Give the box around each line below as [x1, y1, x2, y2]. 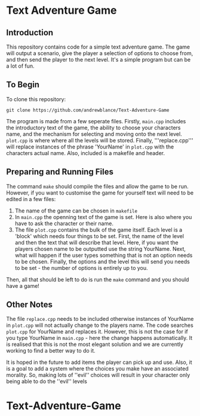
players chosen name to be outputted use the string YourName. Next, [14, 245, 186, 252]
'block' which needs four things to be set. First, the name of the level [14, 232, 184, 239]
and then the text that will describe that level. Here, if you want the [14, 239, 179, 246]
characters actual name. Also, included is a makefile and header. [6, 149, 165, 156]
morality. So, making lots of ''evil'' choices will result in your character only [6, 372, 190, 379]
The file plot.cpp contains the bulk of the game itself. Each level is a [14, 226, 183, 233]
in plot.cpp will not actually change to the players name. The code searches [6, 321, 194, 329]
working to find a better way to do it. [6, 347, 96, 354]
